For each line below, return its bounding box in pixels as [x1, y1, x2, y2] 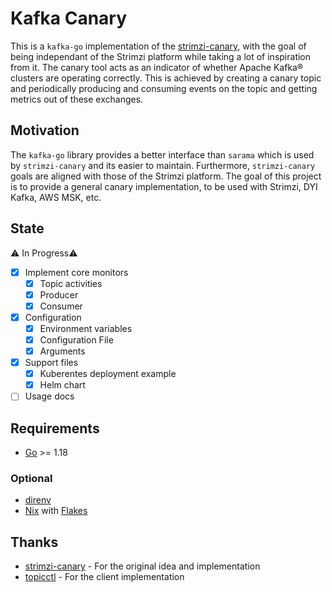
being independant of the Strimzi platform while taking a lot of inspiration [10, 50, 312, 62]
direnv [24, 494, 52, 506]
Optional [10, 472, 53, 486]
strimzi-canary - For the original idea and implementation [24, 560, 261, 572]
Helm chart [39, 379, 86, 391]
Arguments [39, 345, 86, 357]
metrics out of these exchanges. [10, 93, 144, 105]
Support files [24, 357, 79, 369]
